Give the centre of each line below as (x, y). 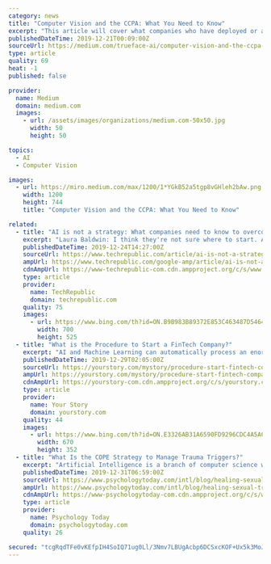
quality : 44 (43, 420)
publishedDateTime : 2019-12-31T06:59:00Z (93, 472)
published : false (38, 76)
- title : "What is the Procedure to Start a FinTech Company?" (124, 344)
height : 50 (48, 136)
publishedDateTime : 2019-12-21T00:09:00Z (79, 38)
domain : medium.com (48, 106)
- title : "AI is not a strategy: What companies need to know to (128, 232)
